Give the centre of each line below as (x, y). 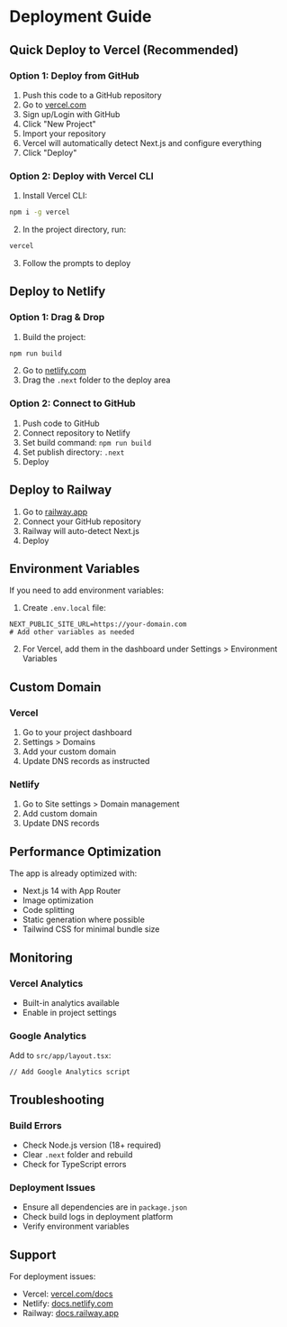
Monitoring (41, 958)
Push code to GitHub (61, 423)
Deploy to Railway (61, 490)
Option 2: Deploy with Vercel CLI (82, 176)
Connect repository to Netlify (76, 433)
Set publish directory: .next (73, 452)
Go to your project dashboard (77, 733)
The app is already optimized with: (73, 873)
